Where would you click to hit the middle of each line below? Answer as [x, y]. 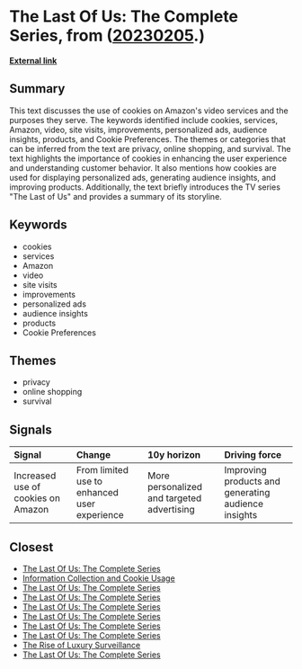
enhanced [98, 493]
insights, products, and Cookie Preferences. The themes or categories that [147, 139]
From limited [102, 470]
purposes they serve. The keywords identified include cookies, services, [144, 120]
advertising [171, 510]
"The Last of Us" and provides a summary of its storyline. [115, 196]
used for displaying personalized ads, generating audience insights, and [142, 177]
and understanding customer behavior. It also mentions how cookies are [143, 167]
